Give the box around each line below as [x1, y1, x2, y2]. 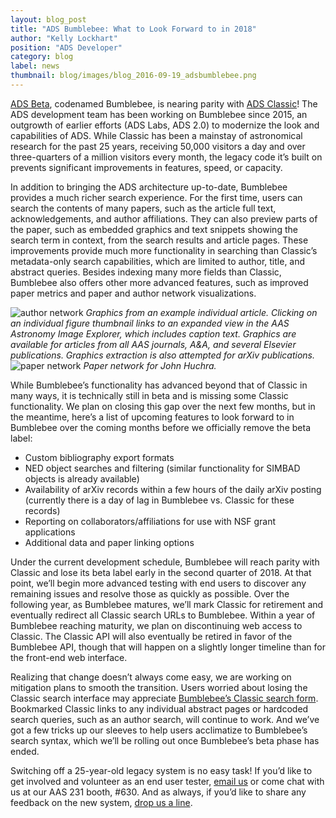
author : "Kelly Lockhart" [10, 33, 118, 43]
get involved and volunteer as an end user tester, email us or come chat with [10, 775, 325, 787]
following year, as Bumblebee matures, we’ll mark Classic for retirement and [10, 598, 324, 610]
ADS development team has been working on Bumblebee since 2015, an [10, 108, 308, 120]
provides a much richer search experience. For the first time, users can [10, 191, 303, 203]
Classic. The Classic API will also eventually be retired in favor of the [10, 630, 293, 642]
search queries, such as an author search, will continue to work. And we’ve [10, 713, 320, 725]
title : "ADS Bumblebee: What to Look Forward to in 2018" [10, 24, 257, 34]
